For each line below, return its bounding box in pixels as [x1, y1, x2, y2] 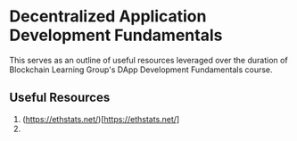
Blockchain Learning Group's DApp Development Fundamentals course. [9, 64, 274, 75]
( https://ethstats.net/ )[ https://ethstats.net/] [21, 113, 180, 124]
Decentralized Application [9, 6, 207, 27]
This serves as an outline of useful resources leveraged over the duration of [9, 54, 288, 65]
